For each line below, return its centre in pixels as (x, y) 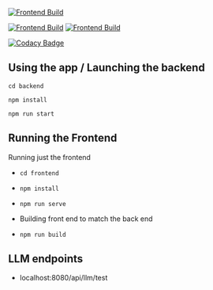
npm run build (43, 235)
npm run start (32, 114)
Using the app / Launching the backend (106, 68)
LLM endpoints (46, 259)
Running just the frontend (49, 157)
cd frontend (39, 173)
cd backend (26, 86)
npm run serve (43, 204)
